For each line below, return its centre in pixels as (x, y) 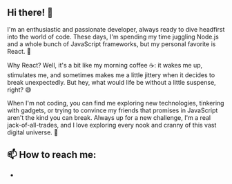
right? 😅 (19, 90)
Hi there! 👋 (30, 13)
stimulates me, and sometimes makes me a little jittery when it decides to (111, 75)
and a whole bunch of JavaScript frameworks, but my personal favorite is (112, 44)
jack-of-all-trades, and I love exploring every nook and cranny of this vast (112, 125)
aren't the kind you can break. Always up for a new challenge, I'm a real (109, 117)
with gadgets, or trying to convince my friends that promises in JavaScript (113, 110)
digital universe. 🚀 (33, 132)
